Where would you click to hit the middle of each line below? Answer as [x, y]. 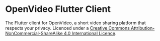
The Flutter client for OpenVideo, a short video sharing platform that [75, 23]
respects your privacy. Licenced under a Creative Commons [67, 28]
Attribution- [143, 28]
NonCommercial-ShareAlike [34, 33]
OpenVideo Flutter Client [58, 9]
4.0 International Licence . [90, 33]
